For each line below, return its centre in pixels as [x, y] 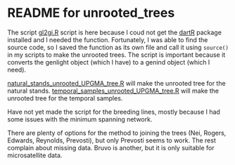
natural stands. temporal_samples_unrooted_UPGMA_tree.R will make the [113, 91]
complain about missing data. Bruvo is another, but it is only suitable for [111, 147]
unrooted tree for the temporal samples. [65, 98]
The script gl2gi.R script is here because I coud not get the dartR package [114, 32]
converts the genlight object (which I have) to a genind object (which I [109, 62]
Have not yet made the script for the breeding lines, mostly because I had [114, 112]
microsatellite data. [35, 155]
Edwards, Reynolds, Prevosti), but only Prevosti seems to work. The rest [112, 140]
